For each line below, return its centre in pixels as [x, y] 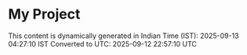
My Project [44, 14]
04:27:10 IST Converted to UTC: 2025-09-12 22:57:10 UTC [103, 43]
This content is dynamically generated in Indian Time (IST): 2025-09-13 [123, 36]
